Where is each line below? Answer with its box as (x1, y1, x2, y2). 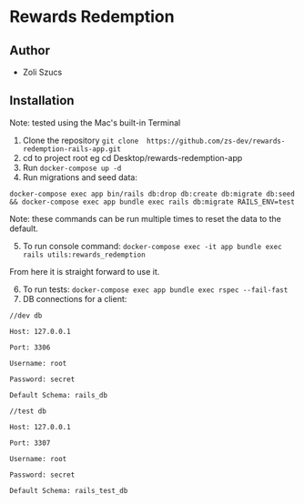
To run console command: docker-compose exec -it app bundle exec (22, 240, 282, 251)
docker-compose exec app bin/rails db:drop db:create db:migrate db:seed (9, 189, 296, 198)
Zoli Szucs (22, 66, 63, 77)
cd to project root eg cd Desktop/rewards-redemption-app (22, 152, 243, 163)
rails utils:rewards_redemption (22, 250, 146, 259)
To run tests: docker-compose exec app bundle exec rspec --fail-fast (22, 284, 289, 295)
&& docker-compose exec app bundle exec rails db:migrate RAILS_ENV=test (9, 197, 296, 207)
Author (9, 43, 50, 58)
